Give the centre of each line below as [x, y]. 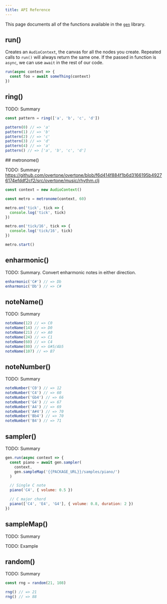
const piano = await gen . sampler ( [46, 462]
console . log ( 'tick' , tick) [38, 212]
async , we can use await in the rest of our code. [54, 63]
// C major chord [28, 499]
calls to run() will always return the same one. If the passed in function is [81, 57]
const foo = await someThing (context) [50, 77]
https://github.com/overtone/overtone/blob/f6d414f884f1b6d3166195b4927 [83, 175]
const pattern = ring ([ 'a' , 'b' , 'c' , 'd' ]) [52, 118]
